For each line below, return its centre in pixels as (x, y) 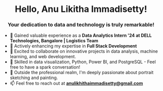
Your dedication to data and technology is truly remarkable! (81, 25)
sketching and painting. (34, 78)
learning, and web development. (43, 57)
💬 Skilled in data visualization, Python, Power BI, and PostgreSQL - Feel (83, 62)
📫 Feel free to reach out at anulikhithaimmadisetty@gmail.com (76, 84)
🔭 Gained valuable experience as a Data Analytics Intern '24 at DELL (81, 35)
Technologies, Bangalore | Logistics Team (54, 41)
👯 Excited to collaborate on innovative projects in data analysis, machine (84, 51)
